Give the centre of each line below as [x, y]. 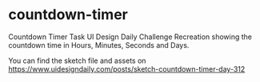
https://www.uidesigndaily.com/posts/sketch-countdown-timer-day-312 [127, 68]
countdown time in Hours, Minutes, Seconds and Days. [99, 45]
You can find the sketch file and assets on [77, 61]
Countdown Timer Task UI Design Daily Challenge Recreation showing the [130, 37]
